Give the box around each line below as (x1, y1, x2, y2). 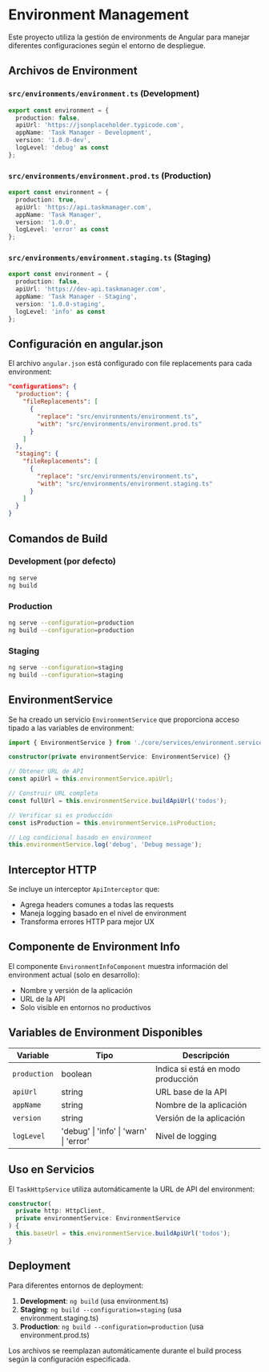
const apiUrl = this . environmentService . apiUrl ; (8, 775, 174, 784)
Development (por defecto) (8, 556, 116, 567)
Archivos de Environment (8, 64, 138, 78)
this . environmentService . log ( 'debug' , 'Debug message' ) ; (8, 841, 203, 849)
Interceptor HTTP (8, 863, 98, 877)
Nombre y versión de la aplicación (19, 985, 134, 995)
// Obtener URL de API (8, 767, 84, 776)
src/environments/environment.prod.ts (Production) (8, 170, 212, 181)
